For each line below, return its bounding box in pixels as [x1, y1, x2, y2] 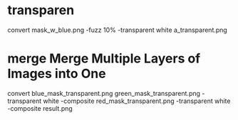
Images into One [7, 66, 106, 82]
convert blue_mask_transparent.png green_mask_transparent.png [7, 89, 201, 97]
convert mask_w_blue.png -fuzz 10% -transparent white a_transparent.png [7, 26, 228, 34]
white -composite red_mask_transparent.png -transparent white [42, 97, 231, 105]
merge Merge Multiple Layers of [7, 50, 201, 67]
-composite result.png [7, 104, 73, 112]
